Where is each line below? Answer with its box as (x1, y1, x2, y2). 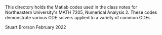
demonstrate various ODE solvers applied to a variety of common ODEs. (5, 15, 152, 20)
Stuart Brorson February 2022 (5, 24, 67, 30)
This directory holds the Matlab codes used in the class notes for (5, 4, 137, 10)
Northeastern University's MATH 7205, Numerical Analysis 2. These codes (5, 9, 157, 15)
